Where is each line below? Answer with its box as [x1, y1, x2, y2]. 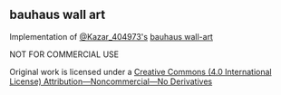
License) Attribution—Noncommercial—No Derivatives [9, 76, 213, 87]
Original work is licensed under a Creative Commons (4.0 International [9, 66, 272, 77]
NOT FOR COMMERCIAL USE [9, 49, 120, 60]
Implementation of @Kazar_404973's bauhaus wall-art [9, 31, 213, 42]
